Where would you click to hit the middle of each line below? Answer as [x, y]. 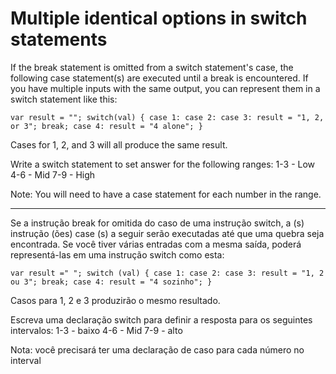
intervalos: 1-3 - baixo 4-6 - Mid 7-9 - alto [96, 330]
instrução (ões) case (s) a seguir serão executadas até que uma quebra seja [167, 233]
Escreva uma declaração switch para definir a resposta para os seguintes [161, 319]
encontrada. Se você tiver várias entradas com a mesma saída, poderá [156, 244]
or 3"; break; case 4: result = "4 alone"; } [106, 126]
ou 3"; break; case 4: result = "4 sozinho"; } [111, 282]
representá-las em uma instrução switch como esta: [117, 254]
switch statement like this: [64, 99]
